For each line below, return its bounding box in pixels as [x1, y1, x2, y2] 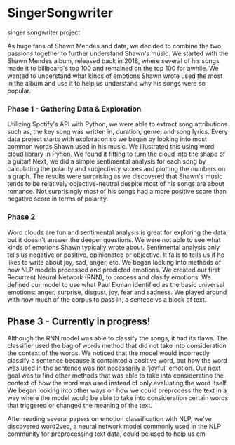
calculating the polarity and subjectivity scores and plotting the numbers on [7, 165, 226, 173]
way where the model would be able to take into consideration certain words [7, 394, 229, 402]
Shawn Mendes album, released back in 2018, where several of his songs [7, 56, 220, 65]
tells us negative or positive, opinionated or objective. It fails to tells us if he [7, 251, 224, 259]
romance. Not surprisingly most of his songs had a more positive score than [7, 187, 227, 196]
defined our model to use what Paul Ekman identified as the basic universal [7, 280, 225, 288]
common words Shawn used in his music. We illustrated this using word [7, 142, 215, 151]
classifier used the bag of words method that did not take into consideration [7, 342, 227, 350]
